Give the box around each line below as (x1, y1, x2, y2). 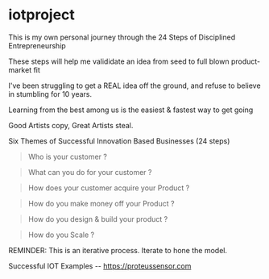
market (8, 65, 32, 74)
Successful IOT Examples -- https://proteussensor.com (8, 260, 192, 271)
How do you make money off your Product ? (27, 198, 175, 208)
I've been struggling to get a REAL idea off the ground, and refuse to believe (8, 81, 261, 90)
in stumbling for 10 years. (8, 89, 93, 98)
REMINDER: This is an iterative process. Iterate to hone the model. (8, 245, 228, 255)
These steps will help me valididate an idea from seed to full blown (8, 56, 230, 66)
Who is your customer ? (27, 152, 107, 161)
